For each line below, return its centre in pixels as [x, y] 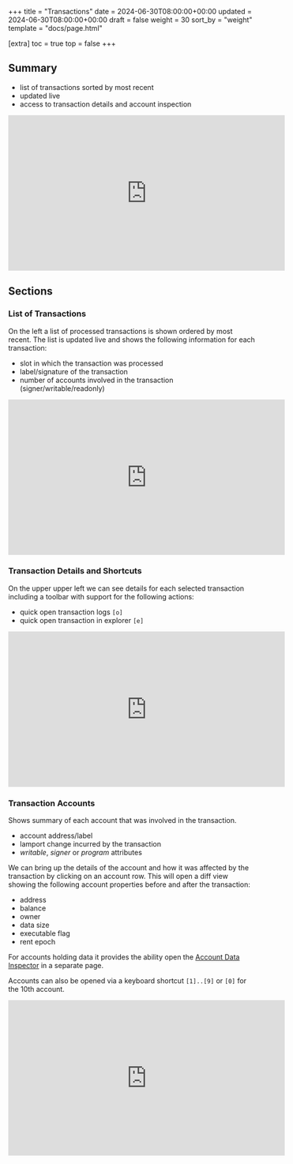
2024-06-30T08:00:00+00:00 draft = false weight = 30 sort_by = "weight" [130, 20]
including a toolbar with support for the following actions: [101, 596]
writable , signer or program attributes [81, 853]
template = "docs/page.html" [55, 28]
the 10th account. [36, 989]
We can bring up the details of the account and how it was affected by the [129, 868]
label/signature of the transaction [74, 371]
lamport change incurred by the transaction [90, 844]
